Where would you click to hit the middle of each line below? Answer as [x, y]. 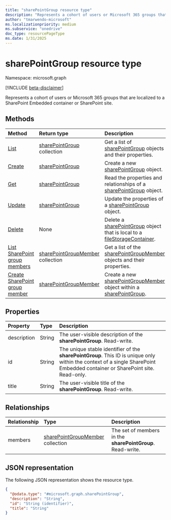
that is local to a [123, 232]
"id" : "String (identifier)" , [42, 503]
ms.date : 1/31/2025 [26, 39]
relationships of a [125, 184]
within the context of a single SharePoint [108, 362]
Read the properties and [133, 177]
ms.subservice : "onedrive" [34, 29]
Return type [54, 133]
